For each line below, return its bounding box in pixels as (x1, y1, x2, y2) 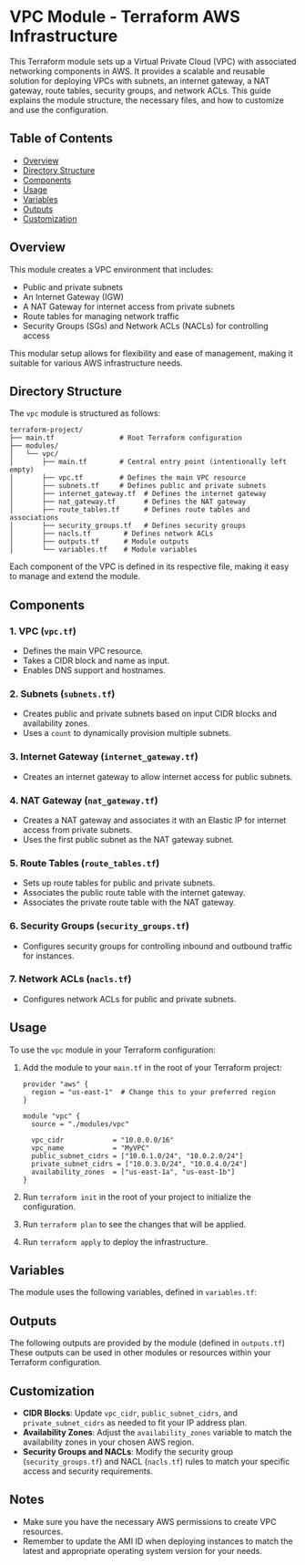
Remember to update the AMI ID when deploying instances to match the (22, 1535, 293, 1547)
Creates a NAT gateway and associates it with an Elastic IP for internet (22, 814, 287, 825)
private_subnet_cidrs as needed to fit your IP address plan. (22, 1417, 248, 1428)
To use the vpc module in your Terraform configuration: (9, 1044, 216, 1055)
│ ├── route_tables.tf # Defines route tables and (9, 505, 250, 514)
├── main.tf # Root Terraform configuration (9, 433, 243, 443)
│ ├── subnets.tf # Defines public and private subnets (9, 482, 267, 491)
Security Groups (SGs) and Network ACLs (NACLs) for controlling (22, 320, 269, 331)
